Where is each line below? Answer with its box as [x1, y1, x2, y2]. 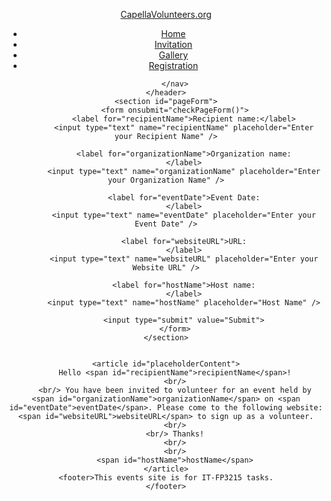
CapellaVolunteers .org [120, 9, 212, 20]
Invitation [154, 39, 193, 50]
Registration [148, 60, 199, 71]
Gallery [158, 49, 189, 61]
